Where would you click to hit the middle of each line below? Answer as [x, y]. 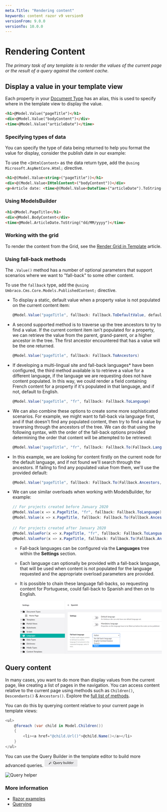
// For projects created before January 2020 [60, 507]
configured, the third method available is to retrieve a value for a [78, 370]
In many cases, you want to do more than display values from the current [80, 680]
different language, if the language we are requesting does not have [82, 376]
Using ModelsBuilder [31, 201]
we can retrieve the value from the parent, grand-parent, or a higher [82, 335]
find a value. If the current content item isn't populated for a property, [83, 330]
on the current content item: [41, 305]
